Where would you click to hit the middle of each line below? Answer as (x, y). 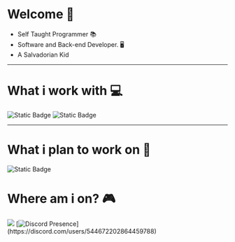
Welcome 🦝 (41, 14)
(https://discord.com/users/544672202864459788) (82, 231)
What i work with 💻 (65, 91)
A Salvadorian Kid (43, 55)
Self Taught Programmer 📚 (57, 34)
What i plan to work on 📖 (79, 150)
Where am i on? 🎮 (62, 199)
